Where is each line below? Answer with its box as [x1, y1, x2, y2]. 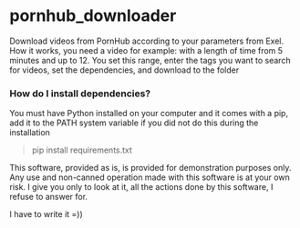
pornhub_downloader [9, 5, 177, 26]
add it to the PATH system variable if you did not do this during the [9, 117, 259, 128]
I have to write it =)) [9, 209, 84, 220]
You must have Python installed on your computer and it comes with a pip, [9, 108, 289, 119]
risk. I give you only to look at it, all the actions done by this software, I [9, 182, 274, 193]
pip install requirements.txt [31, 144, 132, 155]
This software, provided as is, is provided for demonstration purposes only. [9, 163, 292, 173]
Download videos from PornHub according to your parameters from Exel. [9, 35, 284, 46]
